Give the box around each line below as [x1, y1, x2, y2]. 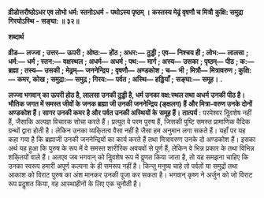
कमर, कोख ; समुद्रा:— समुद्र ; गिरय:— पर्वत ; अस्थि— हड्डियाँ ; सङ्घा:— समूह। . [17, 75, 223, 84]
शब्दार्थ [8, 32, 24, 41]
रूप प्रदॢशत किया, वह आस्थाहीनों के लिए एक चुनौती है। [8, 179, 142, 189]
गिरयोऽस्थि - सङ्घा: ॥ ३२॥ [8, 17, 80, 25]
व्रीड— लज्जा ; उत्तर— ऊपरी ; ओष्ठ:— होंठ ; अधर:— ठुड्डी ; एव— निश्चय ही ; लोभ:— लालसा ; [8, 48, 249, 57]
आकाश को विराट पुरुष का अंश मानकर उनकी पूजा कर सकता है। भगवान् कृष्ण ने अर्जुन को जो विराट [8, 170, 253, 179]
